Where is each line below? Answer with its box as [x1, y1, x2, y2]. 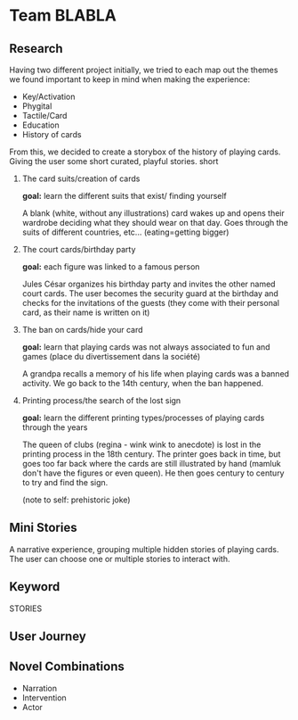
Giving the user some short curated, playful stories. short [9, 156, 219, 166]
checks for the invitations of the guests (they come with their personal [21, 298, 280, 308]
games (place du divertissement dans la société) [21, 352, 201, 361]
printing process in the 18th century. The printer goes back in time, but [21, 449, 281, 459]
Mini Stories [9, 520, 77, 535]
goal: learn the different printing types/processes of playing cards [21, 412, 265, 423]
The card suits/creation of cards [21, 173, 141, 184]
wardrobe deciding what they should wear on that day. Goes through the [21, 218, 289, 228]
